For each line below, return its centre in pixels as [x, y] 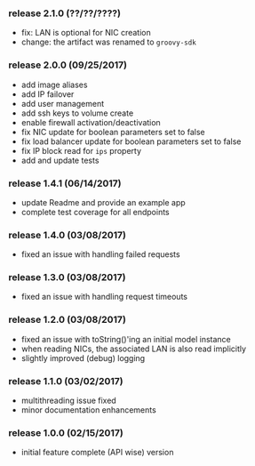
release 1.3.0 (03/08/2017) [67, 277]
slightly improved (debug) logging [83, 358]
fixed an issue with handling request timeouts [104, 297]
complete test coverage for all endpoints [95, 212]
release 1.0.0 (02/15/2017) [66, 433]
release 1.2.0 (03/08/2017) [67, 320]
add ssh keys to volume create [77, 113]
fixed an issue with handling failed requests [100, 254]
